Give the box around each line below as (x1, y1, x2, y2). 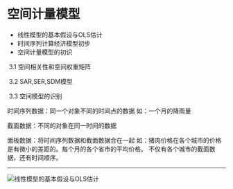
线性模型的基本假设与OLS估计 (17, 30, 103, 39)
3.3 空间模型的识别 (8, 91, 62, 100)
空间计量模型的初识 (17, 48, 73, 56)
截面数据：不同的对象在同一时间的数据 (7, 121, 116, 129)
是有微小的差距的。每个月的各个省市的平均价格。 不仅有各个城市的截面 (7, 145, 209, 153)
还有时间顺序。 (19, 153, 62, 161)
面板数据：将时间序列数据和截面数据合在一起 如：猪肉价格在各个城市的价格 (7, 136, 222, 144)
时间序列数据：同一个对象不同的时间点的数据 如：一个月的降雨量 (7, 107, 191, 115)
